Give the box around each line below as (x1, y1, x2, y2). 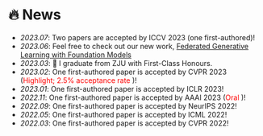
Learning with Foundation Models (19, 50, 131, 60)
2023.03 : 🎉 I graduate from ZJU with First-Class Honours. (19, 58, 213, 68)
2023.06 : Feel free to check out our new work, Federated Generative (19, 41, 248, 51)
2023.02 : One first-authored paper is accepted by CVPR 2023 (19, 67, 228, 76)
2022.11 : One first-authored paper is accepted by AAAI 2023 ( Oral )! (19, 93, 246, 102)
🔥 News (8, 6, 62, 24)
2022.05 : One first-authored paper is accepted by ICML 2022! (19, 109, 228, 119)
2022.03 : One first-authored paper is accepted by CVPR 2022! (19, 118, 229, 128)
